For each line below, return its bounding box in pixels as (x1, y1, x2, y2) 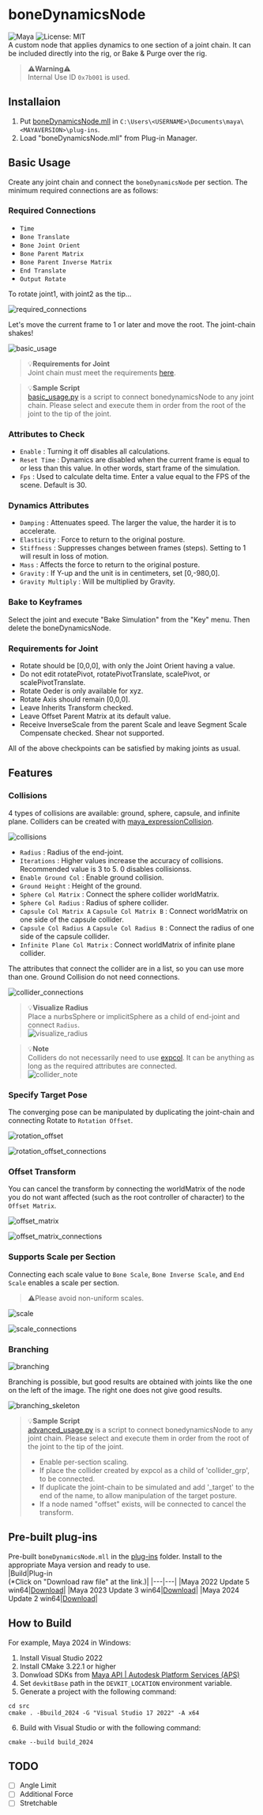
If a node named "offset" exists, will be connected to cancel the (39, 1499, 246, 1509)
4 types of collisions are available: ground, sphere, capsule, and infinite (8, 808, 241, 817)
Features (8, 767, 53, 780)
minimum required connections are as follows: (8, 185, 159, 195)
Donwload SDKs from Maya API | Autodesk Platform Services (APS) (19, 1669, 240, 1680)
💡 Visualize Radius (27, 1003, 88, 1012)
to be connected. (39, 1474, 96, 1483)
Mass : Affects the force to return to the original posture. (19, 560, 200, 569)
